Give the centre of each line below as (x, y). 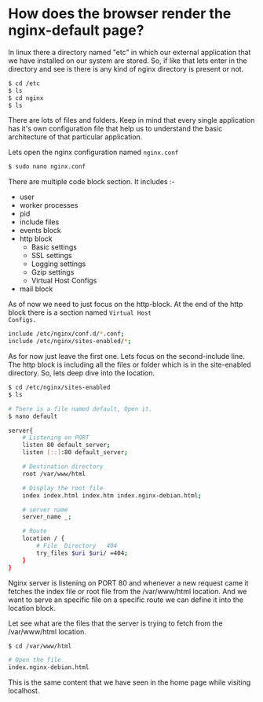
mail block (36, 289)
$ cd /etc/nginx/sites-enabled (59, 388)
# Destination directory (63, 467)
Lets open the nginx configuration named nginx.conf (93, 152)
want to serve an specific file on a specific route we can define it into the (126, 600)
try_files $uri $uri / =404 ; (82, 553)
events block (40, 231)
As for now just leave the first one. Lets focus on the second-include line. (126, 357)
